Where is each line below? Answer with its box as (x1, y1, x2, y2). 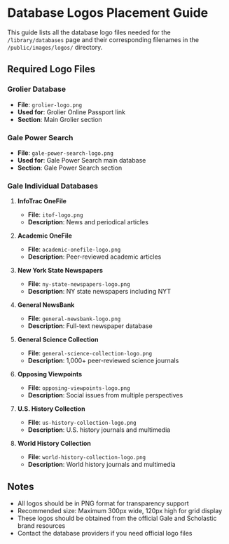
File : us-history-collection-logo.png (27, 419, 137, 427)
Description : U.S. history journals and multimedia (27, 426, 171, 434)
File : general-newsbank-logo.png (27, 314, 121, 323)
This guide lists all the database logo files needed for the (7, 28, 171, 36)
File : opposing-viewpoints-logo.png (27, 383, 131, 392)
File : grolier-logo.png (17, 100, 83, 109)
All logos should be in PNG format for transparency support (17, 499, 189, 508)
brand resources (17, 522, 66, 530)
